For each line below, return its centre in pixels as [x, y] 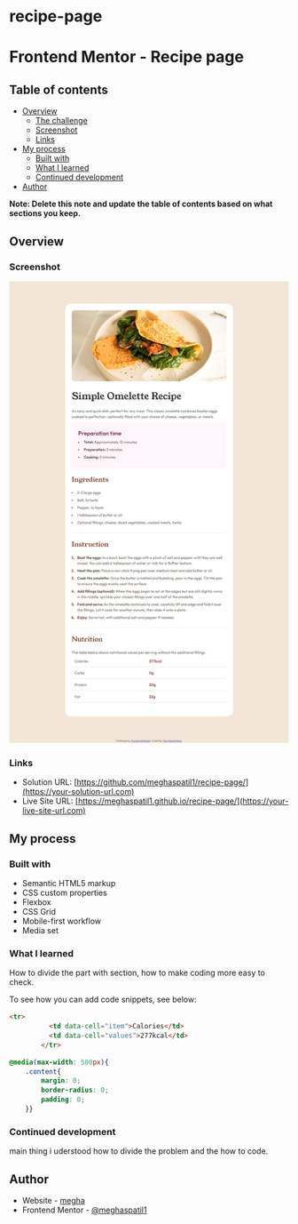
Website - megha [54, 1201]
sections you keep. [45, 213]
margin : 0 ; [61, 1081]
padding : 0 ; [63, 1100]
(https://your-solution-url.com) [78, 792]
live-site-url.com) [54, 811]
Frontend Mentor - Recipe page [126, 57]
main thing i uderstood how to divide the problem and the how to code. [139, 1151]
